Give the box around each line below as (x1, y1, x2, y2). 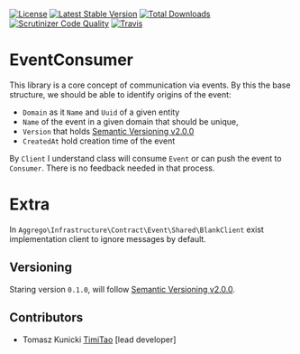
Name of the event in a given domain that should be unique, (22, 116, 239, 126)
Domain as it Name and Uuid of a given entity (22, 107, 180, 117)
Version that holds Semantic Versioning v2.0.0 (22, 126, 195, 136)
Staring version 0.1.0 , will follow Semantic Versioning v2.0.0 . (9, 284, 236, 294)
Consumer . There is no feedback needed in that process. (9, 163, 215, 173)
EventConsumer (9, 50, 133, 70)
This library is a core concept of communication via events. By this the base (9, 79, 291, 90)
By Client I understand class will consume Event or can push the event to (9, 153, 282, 163)
